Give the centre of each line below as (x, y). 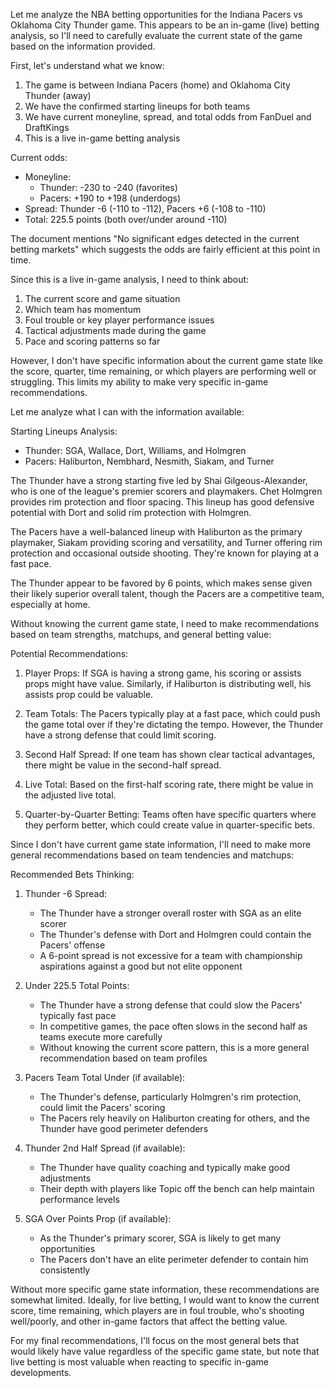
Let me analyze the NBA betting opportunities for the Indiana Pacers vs (156, 14)
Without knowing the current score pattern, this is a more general (174, 1047)
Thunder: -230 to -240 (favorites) (108, 187)
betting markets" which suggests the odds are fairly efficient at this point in (165, 249)
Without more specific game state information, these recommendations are (165, 1289)
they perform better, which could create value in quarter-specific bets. (169, 825)
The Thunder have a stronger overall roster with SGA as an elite (170, 913)
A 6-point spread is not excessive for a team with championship (171, 955)
